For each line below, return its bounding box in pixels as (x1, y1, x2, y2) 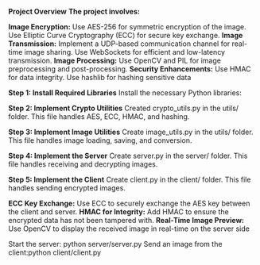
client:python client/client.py (8, 248, 102, 257)
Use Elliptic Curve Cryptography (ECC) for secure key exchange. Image (8, 31, 243, 40)
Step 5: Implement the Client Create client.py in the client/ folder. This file (8, 175, 251, 184)
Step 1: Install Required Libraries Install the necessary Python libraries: (8, 88, 243, 98)
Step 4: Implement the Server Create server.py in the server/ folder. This (8, 151, 248, 160)
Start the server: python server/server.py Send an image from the (8, 240, 223, 248)
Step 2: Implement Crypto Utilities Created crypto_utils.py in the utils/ (8, 103, 239, 113)
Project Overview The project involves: (8, 7, 141, 16)
